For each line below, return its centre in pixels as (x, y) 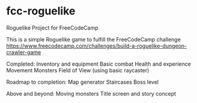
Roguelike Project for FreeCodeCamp (52, 28)
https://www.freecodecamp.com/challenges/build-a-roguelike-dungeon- (97, 46)
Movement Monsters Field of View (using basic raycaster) (78, 70)
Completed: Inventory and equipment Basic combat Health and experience (98, 64)
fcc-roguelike (41, 11)
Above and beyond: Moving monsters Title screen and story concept (91, 93)
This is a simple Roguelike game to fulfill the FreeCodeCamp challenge (94, 39)
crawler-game (24, 52)
